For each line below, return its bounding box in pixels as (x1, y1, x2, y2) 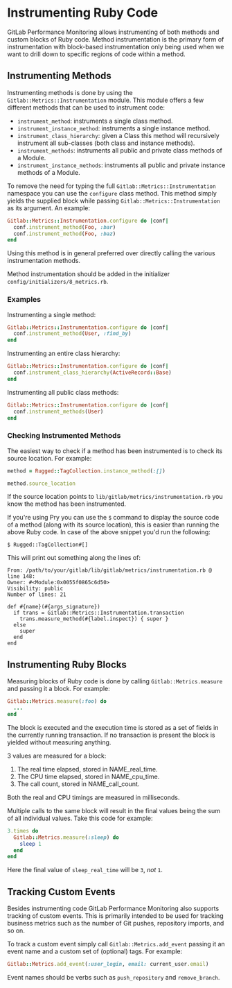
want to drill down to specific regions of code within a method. (7, 50, 186, 58)
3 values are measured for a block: (7, 751, 107, 760)
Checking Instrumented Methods (7, 431, 121, 441)
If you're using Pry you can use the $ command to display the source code (7, 513, 220, 522)
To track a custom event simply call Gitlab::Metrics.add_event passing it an (7, 940, 225, 948)
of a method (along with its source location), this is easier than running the (7, 520, 220, 529)
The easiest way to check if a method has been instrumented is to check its (7, 446, 223, 455)
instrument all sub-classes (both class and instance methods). (17, 139, 195, 147)
